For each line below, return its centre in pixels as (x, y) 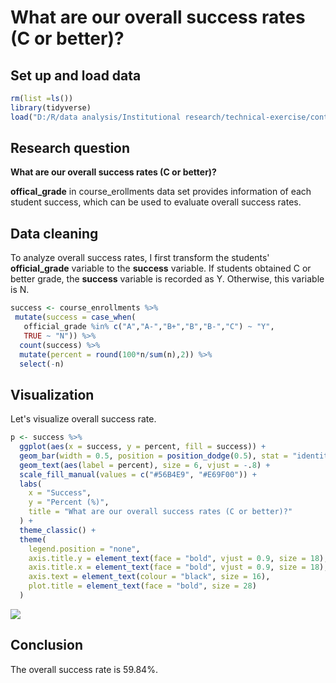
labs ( (31, 484)
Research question (70, 148)
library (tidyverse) (51, 107)
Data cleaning (54, 233)
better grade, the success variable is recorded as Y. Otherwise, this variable (167, 279)
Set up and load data (76, 75)
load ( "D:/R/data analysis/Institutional (96, 117)
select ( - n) (42, 364)
